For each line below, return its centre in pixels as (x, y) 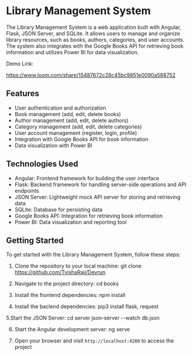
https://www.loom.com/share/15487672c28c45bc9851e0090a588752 (91, 75)
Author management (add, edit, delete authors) (72, 120)
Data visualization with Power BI (53, 145)
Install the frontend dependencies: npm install (70, 295)
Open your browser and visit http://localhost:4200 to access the (94, 341)
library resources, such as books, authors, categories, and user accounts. (95, 39)
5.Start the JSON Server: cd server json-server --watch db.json (83, 318)
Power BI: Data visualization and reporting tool (71, 222)
